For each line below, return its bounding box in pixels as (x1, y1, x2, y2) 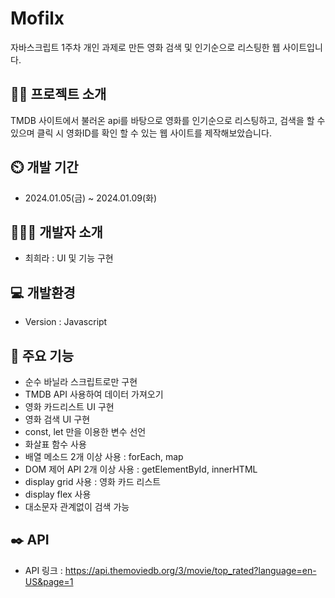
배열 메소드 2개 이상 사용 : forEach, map (24, 451, 184, 462)
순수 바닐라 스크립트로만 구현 (24, 376, 138, 387)
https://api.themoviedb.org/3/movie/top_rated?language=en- (64, 564, 317, 576)
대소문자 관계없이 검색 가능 (24, 501, 130, 512)
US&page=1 (24, 575, 74, 587)
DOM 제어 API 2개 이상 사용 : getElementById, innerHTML (24, 463, 258, 475)
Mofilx (10, 7, 65, 30)
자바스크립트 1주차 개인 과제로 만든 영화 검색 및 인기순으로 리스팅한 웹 (10, 41, 281, 53)
